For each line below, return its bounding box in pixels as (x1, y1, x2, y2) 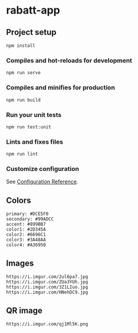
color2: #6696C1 (6, 232, 46, 238)
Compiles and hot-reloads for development (6, 56, 133, 64)
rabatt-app (6, 4, 60, 17)
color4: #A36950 (6, 242, 46, 248)
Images (6, 258, 34, 268)
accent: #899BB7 (6, 221, 46, 228)
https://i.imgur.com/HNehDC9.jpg (6, 289, 88, 296)
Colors (6, 195, 31, 205)
